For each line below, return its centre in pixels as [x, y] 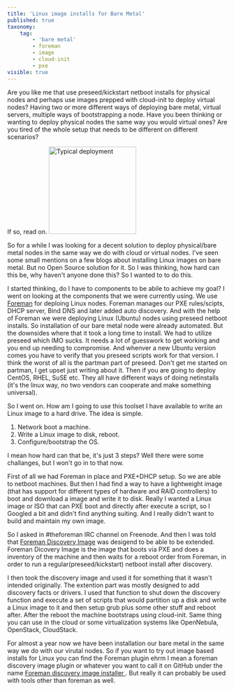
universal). [22, 392]
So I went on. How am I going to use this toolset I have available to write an [115, 405]
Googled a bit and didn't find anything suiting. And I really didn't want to [111, 513]
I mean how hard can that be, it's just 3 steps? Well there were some [105, 455]
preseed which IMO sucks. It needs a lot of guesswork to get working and [114, 340]
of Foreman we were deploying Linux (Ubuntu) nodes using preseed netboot [117, 318]
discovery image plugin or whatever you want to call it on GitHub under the [115, 666]
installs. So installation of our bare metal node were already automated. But [115, 325]
